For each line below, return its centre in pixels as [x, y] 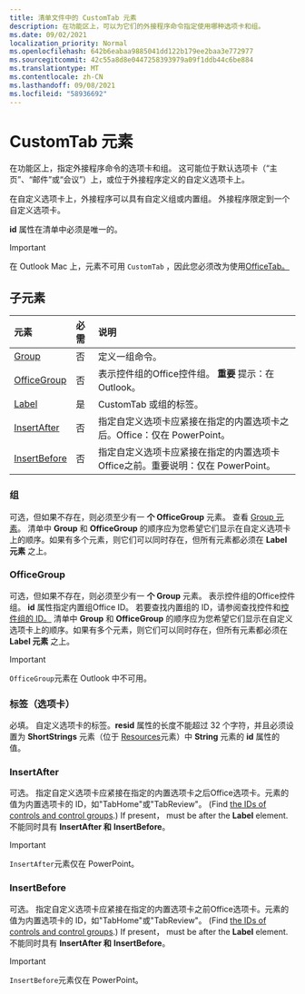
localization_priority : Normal [69, 43]
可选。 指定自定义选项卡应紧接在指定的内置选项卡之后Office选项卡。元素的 [149, 793]
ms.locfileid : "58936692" [58, 93]
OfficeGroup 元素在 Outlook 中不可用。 [81, 678]
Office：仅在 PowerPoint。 [173, 435]
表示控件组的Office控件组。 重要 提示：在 [187, 374]
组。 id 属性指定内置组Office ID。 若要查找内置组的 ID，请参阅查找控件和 [145, 607]
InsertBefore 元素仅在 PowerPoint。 [76, 979]
